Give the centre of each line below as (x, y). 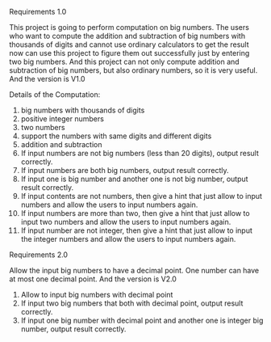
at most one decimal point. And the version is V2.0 (93, 279)
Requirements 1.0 (38, 12)
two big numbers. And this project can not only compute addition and (125, 61)
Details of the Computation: (55, 95)
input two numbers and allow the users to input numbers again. (126, 222)
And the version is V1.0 (47, 79)
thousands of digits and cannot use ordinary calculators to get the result (129, 44)
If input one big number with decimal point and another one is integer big (142, 320)
